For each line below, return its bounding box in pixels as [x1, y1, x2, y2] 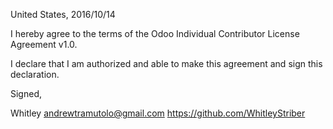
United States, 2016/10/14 [10, 9, 116, 20]
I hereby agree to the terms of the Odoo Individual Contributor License [10, 28, 300, 39]
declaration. [10, 69, 60, 80]
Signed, [10, 88, 42, 99]
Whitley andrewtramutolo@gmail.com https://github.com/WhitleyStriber [10, 107, 306, 119]
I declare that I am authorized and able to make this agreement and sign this [10, 58, 323, 69]
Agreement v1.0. [10, 39, 78, 50]
